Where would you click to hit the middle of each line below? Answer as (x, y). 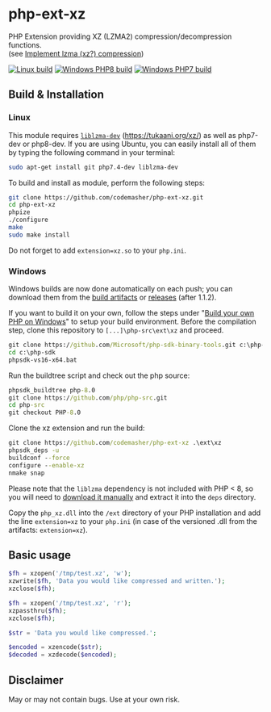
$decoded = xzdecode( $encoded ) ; (63, 655)
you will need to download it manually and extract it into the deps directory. (132, 496)
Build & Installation (56, 95)
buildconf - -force (39, 458)
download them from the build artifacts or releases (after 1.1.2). (113, 297)
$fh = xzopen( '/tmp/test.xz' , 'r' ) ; (70, 603)
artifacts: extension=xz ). (48, 530)
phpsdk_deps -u (34, 450)
